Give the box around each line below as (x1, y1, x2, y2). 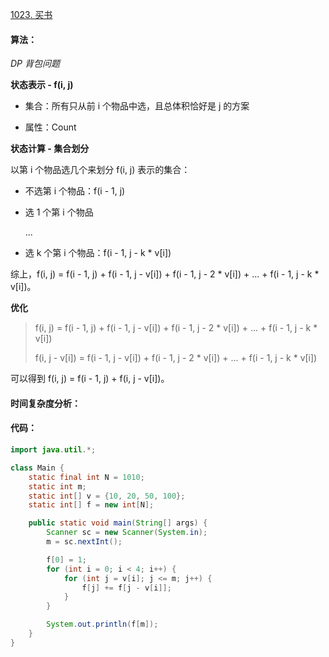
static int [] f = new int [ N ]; (28, 500, 155, 510)
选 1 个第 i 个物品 (24, 206, 94, 218)
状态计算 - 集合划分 (10, 143, 90, 155)
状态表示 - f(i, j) (10, 79, 74, 91)
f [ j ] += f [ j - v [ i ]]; (81, 583, 172, 593)
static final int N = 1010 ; (28, 472, 145, 482)
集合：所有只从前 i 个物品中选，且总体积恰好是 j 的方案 (24, 100, 250, 112)
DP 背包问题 (10, 58, 60, 70)
